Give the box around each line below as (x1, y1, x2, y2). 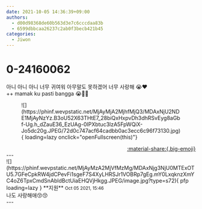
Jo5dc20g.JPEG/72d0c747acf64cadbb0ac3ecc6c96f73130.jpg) (21, 127, 181, 134)
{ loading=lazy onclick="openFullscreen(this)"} (21, 133, 138, 141)
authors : (6, 14, 28, 20)
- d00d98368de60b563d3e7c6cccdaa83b (11, 20, 103, 26)
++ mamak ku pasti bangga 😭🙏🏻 (6, 89, 89, 97)
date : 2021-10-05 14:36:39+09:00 (6, 8, 90, 15)
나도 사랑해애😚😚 (6, 192, 48, 199)
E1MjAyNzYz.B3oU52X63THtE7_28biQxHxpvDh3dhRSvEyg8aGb (21, 114, 180, 121)
